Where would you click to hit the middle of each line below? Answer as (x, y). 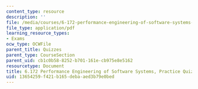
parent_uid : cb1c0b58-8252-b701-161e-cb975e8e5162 (70, 60)
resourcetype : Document (35, 66)
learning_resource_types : (38, 33)
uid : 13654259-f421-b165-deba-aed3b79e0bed (60, 77)
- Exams (16, 39)
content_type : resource (35, 11)
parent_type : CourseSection (41, 55)
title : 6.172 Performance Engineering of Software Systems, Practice (93, 71)
